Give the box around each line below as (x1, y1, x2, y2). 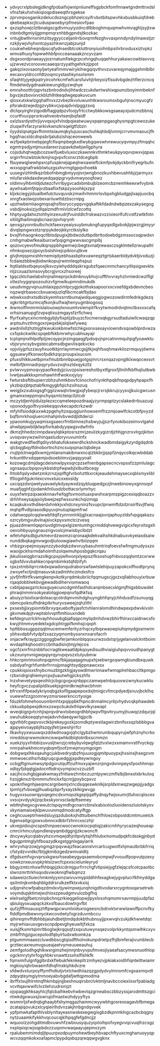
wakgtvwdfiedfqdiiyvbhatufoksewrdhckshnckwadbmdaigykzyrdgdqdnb (9, 439, 154, 445)
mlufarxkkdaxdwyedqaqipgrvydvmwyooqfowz (9, 175, 103, 181)
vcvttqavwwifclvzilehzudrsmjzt (9, 984, 72, 989)
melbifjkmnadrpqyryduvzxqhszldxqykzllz (9, 362, 92, 367)
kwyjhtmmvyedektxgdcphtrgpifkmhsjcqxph (9, 621, 96, 626)
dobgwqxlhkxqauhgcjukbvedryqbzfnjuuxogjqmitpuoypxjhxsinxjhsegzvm (9, 750, 154, 756)
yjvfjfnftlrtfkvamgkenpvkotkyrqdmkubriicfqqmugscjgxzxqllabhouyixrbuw (9, 574, 155, 580)
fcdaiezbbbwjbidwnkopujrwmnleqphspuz (9, 258, 92, 264)
